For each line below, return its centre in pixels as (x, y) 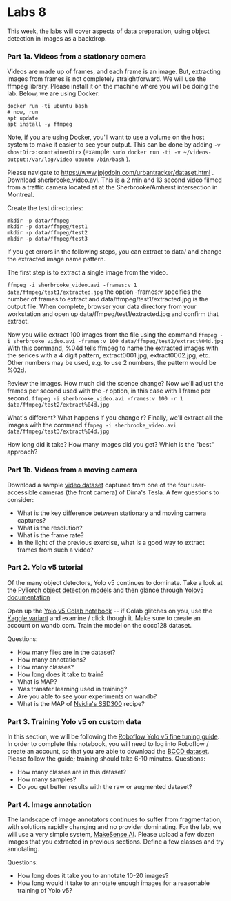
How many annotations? (51, 659)
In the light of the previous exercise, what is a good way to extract (111, 542)
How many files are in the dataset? (66, 652)
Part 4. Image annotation (49, 805)
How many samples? (47, 779)
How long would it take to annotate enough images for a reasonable (113, 883)
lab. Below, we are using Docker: (53, 93)
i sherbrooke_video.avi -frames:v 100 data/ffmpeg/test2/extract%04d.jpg (115, 342)
